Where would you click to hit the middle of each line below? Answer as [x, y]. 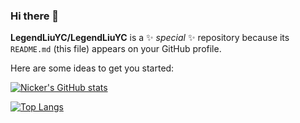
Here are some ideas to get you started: [92, 68]
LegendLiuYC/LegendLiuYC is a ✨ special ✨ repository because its [150, 38]
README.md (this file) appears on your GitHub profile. [116, 49]
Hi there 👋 [35, 16]
